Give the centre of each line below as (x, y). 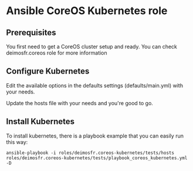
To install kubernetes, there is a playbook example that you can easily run (95, 136)
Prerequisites (31, 33)
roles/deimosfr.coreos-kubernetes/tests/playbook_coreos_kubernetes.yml (97, 158)
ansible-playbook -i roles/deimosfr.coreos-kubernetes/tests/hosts (90, 153)
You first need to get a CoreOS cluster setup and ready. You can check (92, 46)
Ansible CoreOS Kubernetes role (87, 11)
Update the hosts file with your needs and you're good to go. (80, 103)
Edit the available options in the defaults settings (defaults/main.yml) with (95, 85)
